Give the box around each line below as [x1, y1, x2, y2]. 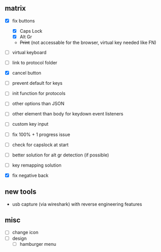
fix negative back [12, 172, 49, 178]
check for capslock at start [12, 142, 69, 148]
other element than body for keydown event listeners [12, 111, 123, 117]
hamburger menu [19, 241, 57, 247]
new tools [5, 188, 37, 196]
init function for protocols [12, 90, 66, 97]
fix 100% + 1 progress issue [12, 131, 70, 138]
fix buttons [12, 17, 35, 24]
